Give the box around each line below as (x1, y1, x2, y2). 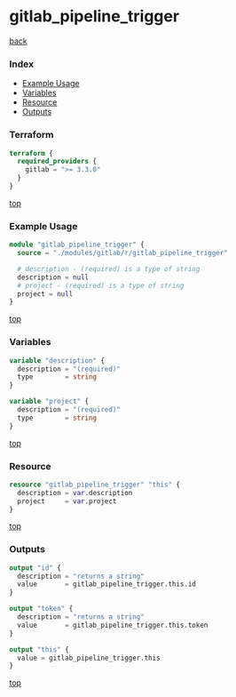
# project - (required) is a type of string (17, 281, 185, 290)
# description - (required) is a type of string (17, 264, 201, 273)
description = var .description (17, 488, 133, 497)
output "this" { (9, 645, 69, 654)
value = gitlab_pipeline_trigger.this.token (17, 621, 208, 629)
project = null (17, 289, 74, 299)
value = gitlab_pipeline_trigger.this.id (17, 580, 197, 589)
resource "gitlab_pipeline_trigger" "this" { (9, 480, 180, 489)
